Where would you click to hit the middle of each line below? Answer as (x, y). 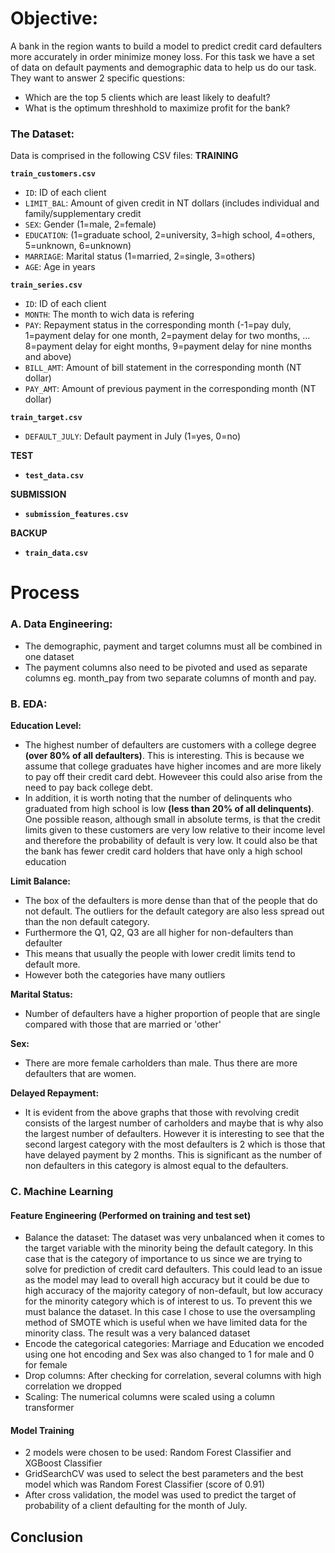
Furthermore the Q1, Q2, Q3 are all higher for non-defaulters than (159, 933)
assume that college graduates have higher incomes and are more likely (173, 766)
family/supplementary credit (83, 214)
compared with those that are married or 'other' (123, 1024)
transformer (49, 1408)
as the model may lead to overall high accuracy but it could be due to (167, 1280)
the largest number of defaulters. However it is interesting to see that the (174, 1134)
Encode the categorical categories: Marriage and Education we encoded (174, 1344)
